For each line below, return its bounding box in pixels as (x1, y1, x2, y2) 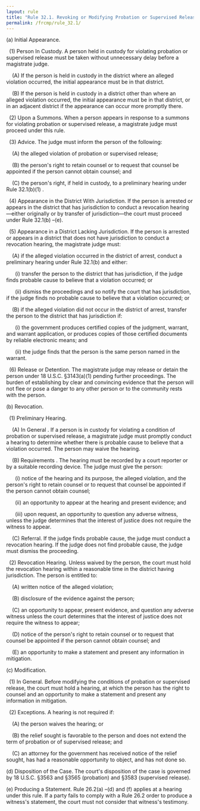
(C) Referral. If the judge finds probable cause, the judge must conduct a (11, 535, 190, 542)
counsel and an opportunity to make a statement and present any (6, 691, 167, 698)
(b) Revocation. (6, 403, 43, 410)
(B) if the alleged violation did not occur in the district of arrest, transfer (11, 306, 187, 314)
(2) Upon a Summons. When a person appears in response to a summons (8, 114, 189, 121)
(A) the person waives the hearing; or (11, 720, 104, 727)
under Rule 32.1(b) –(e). (6, 216, 64, 224)
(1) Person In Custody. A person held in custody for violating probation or (8, 48, 188, 55)
